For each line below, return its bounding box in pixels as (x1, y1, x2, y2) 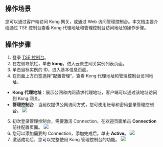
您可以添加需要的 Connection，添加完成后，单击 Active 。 (12, 130, 129, 136)
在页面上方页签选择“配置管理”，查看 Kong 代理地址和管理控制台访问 (12, 73, 149, 78)
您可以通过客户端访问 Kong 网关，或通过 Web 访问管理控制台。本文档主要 (5, 19, 154, 24)
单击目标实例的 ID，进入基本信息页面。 (12, 67, 91, 73)
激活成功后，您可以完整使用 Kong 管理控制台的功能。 (12, 136, 120, 142)
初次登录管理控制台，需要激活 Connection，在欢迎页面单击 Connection (12, 118, 157, 124)
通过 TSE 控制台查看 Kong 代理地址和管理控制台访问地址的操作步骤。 (9, 24, 149, 30)
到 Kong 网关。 (12, 95, 43, 101)
